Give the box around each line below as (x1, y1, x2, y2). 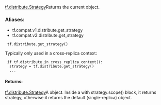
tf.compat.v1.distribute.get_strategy (12, 27, 83, 33)
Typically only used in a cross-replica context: (5, 51, 97, 56)
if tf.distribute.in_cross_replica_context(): (7, 60, 103, 65)
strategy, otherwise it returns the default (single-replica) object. (5, 94, 132, 100)
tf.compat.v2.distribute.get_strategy (12, 33, 84, 38)
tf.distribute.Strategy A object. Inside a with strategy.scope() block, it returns (5, 89, 157, 95)
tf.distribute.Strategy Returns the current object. (5, 4, 100, 10)
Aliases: (5, 16, 25, 23)
